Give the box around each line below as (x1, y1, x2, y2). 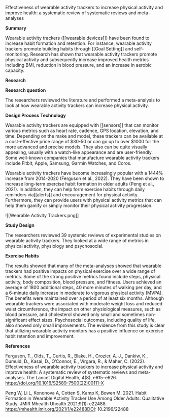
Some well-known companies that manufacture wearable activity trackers (5, 155, 160, 161)
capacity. (5, 67, 25, 73)
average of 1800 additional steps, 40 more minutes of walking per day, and (5, 284, 162, 290)
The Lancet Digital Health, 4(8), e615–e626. (26, 375, 118, 380)
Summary (5, 25, 26, 31)
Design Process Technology (5, 112, 66, 118)
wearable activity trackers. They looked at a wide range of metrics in (5, 238, 149, 244)
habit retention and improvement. (5, 333, 75, 339)
